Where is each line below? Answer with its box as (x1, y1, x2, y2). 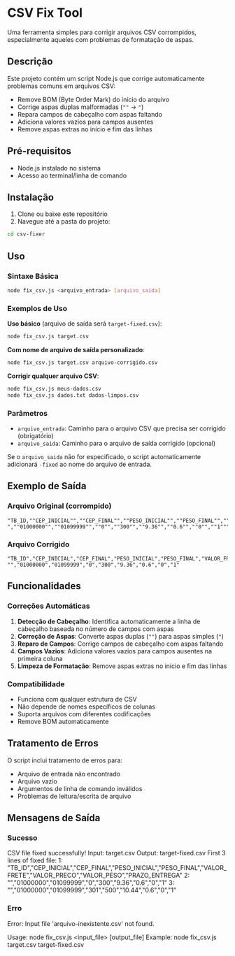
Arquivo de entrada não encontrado (17, 769, 121, 778)
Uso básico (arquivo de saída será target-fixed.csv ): (7, 319, 162, 328)
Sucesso (7, 833, 38, 843)
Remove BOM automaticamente (17, 717, 109, 725)
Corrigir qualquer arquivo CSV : (7, 372, 99, 380)
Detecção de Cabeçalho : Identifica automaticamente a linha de (17, 617, 201, 625)
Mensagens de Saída (7, 812, 101, 824)
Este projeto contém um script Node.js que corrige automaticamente (7, 74, 205, 82)
